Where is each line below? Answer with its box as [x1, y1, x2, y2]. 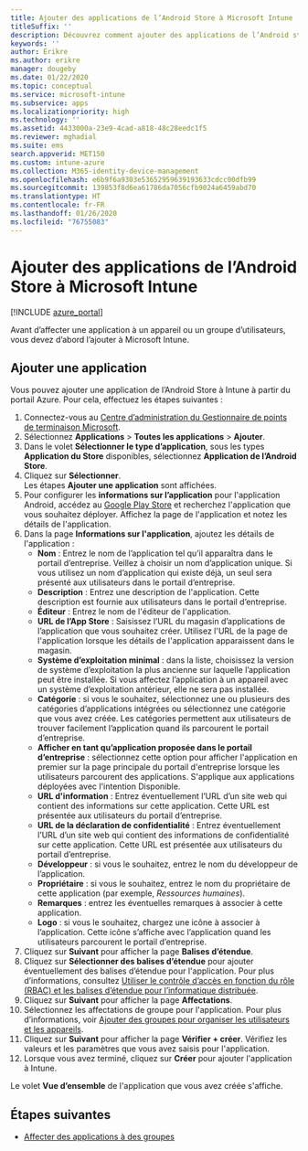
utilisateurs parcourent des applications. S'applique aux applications [37, 772, 295, 783]
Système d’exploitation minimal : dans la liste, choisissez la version [37, 655, 294, 666]
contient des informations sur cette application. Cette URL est [37, 801, 271, 812]
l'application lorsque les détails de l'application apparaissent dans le [37, 635, 295, 646]
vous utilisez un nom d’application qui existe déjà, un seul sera [37, 568, 272, 579]
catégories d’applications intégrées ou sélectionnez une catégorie [37, 703, 286, 714]
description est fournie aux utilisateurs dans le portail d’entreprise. [37, 596, 287, 608]
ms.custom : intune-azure [10, 157, 105, 167]
